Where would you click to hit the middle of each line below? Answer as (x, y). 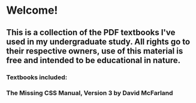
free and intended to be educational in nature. (94, 60)
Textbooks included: (37, 77)
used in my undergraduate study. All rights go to (98, 41)
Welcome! (32, 10)
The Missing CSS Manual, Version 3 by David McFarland (90, 93)
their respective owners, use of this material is (95, 51)
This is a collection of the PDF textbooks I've (91, 32)
